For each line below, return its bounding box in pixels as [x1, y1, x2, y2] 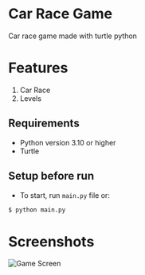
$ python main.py [8, 206, 66, 214]
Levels [19, 93, 42, 103]
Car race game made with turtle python [8, 31, 138, 41]
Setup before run [8, 169, 94, 183]
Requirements [8, 117, 80, 130]
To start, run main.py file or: [19, 190, 110, 199]
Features [8, 59, 69, 77]
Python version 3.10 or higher [19, 137, 116, 147]
